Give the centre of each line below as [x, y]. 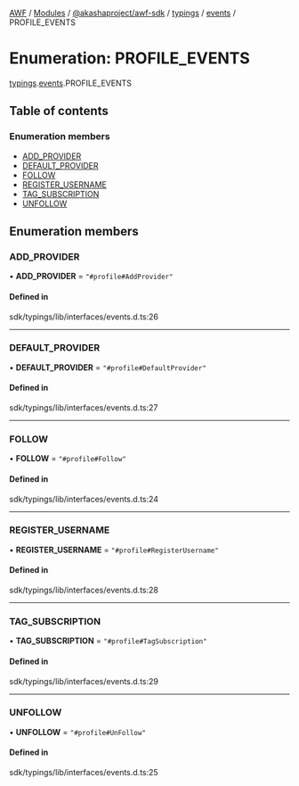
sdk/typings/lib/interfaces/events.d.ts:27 [84, 408]
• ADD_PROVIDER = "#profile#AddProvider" [91, 277]
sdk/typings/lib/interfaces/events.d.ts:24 [84, 499]
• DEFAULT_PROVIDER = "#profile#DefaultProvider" [108, 367]
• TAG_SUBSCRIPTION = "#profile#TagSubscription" [108, 641]
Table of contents [59, 111]
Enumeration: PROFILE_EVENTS [130, 58]
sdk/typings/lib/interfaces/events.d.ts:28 [84, 590]
